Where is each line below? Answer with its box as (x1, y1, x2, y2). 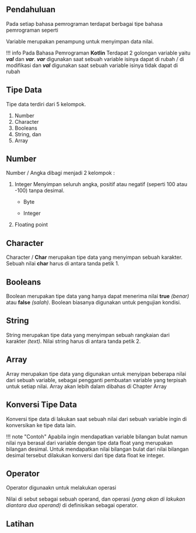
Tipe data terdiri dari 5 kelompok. (6, 100, 86, 107)
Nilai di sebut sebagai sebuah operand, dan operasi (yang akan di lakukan (6, 495, 185, 502)
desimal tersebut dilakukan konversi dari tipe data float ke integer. (6, 451, 165, 458)
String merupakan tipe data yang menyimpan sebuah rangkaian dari (6, 331, 170, 338)
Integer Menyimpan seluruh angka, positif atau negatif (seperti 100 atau (14, 181, 187, 188)
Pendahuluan (6, 5, 56, 15)
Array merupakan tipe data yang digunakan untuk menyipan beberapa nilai (6, 370, 186, 377)
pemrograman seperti (6, 26, 59, 33)
